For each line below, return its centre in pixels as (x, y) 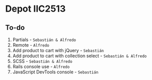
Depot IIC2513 (35, 9)
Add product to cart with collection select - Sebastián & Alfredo (80, 56)
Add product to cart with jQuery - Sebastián (58, 50)
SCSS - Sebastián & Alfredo (42, 61)
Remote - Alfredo (31, 45)
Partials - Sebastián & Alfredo (44, 39)
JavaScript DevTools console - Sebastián (55, 72)
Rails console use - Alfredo (41, 67)
